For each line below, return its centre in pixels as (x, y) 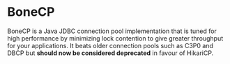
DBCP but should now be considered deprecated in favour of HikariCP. (110, 53)
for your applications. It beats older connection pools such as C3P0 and (110, 45)
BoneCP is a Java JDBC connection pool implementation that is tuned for (112, 31)
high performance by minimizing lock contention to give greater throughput (115, 38)
